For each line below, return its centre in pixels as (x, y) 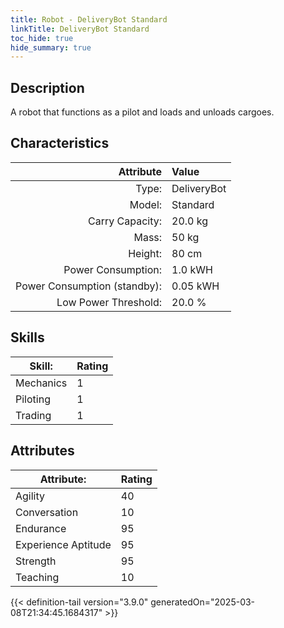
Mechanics (41, 383)
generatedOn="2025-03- (203, 602)
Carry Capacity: (125, 221)
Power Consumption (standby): (89, 286)
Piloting (33, 399)
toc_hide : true (42, 38)
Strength (36, 561)
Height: (145, 253)
